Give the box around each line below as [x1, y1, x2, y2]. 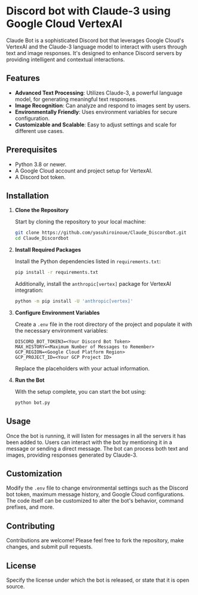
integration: [14, 286, 44, 294]
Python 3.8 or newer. [14, 161, 67, 168]
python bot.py [14, 400, 50, 406]
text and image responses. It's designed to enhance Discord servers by [6, 49, 182, 56]
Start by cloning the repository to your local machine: [14, 218, 147, 225]
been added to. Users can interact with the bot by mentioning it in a [6, 439, 172, 446]
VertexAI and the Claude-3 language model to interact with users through [6, 43, 187, 50]
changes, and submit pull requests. [6, 543, 93, 551]
